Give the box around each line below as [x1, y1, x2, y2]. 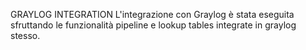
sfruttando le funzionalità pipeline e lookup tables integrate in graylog [10, 19, 297, 31]
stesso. [10, 30, 41, 41]
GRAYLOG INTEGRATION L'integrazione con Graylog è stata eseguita [10, 9, 295, 20]
